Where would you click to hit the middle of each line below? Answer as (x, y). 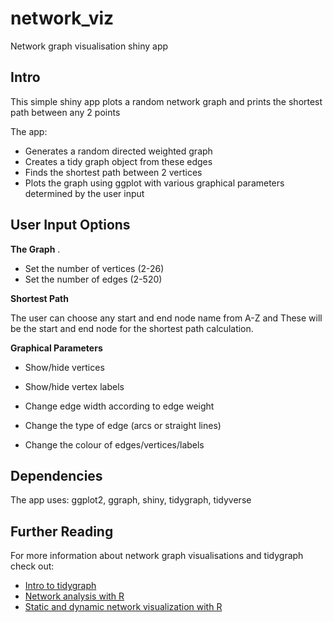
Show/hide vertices (64, 367)
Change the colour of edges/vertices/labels (114, 444)
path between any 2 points (65, 112)
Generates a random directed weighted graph (118, 151)
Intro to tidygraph (60, 586)
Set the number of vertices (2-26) (94, 268)
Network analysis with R (74, 596)
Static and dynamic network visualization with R (123, 607)
